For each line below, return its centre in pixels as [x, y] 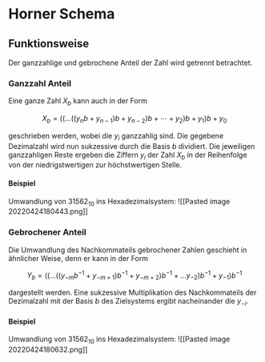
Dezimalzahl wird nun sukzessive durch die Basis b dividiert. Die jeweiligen [132, 146]
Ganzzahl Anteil [40, 83]
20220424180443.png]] [48, 211]
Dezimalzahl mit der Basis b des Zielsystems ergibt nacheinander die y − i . [128, 302]
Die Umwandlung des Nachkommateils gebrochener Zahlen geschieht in [128, 250]
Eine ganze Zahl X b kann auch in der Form [78, 102]
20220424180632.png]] [48, 350]
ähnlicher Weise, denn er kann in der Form [78, 258]
